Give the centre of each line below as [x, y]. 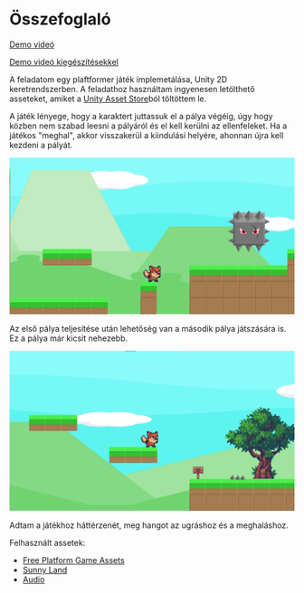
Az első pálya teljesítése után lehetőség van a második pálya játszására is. [148, 328]
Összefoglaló [60, 19]
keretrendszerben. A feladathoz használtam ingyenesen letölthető [132, 89]
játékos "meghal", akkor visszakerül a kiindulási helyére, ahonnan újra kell [147, 135]
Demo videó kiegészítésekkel [64, 61]
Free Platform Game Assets [73, 560]
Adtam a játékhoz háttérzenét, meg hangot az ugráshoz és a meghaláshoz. [149, 525]
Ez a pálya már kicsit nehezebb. [69, 338]
